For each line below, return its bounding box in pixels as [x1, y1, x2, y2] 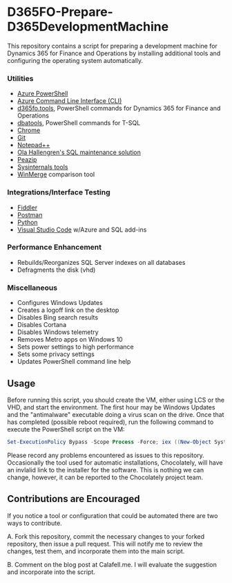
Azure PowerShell [17, 89, 68, 98]
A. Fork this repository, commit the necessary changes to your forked [7, 532, 205, 540]
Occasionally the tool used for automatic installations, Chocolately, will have [7, 458, 223, 467]
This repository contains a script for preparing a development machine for [7, 41, 217, 50]
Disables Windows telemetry [17, 328, 99, 336]
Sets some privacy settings [17, 350, 95, 358]
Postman [17, 210, 43, 219]
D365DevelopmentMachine [7, 19, 169, 35]
